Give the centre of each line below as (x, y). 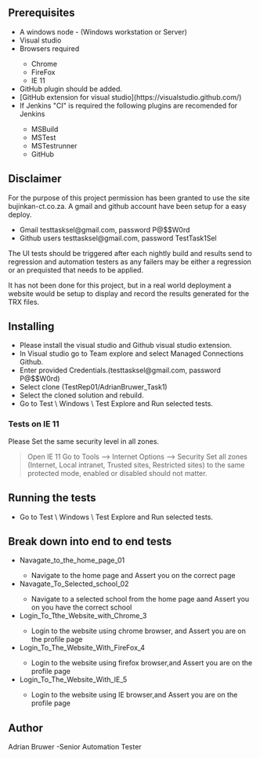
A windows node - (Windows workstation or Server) (103, 31)
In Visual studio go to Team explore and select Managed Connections (132, 353)
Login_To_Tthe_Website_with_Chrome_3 (83, 616)
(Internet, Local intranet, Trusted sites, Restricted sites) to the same (136, 465)
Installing (31, 326)
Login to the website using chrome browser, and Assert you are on (139, 631)
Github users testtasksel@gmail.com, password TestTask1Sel (118, 238)
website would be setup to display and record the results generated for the (128, 293)
